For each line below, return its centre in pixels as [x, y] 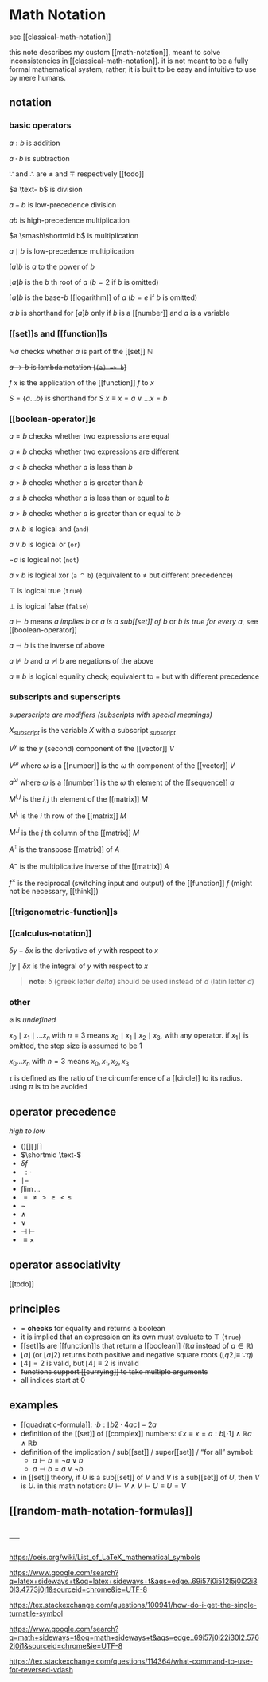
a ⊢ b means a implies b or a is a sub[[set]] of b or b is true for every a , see [134, 622]
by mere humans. [38, 77]
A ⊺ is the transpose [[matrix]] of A [64, 849]
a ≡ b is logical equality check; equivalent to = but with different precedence [134, 676]
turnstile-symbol [36, 1613]
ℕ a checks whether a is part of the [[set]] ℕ [81, 351]
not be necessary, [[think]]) [54, 892]
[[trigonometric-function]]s [63, 912]
